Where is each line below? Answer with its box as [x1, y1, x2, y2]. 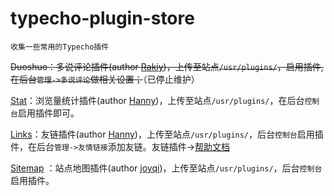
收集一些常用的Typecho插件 [10, 42, 110, 52]
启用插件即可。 [17, 107, 80, 119]
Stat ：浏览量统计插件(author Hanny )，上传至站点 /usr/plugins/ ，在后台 [10, 94, 305, 106]
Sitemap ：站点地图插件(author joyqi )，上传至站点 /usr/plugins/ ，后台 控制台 [10, 162, 323, 174]
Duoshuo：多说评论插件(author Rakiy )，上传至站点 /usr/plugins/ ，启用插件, [10, 60, 324, 72]
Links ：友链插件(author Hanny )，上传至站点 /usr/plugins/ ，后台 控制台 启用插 [10, 128, 324, 140]
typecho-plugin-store [10, 7, 195, 30]
